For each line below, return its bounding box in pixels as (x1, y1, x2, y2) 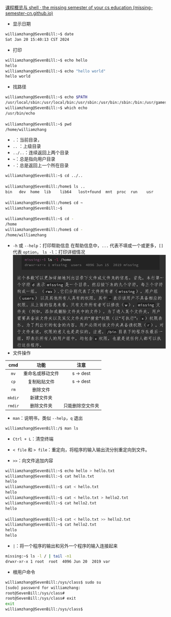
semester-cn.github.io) (5, 10, 53, 16)
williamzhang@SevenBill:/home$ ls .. (5, 184, 85, 189)
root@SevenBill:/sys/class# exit (5, 596, 76, 601)
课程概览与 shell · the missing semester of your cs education (5, 5, 132, 10)
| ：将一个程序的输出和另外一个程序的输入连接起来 (12, 543, 118, 549)
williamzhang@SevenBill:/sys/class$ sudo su (5, 580, 101, 585)
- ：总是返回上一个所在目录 (12, 163, 69, 169)
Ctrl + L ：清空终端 (12, 436, 54, 442)
